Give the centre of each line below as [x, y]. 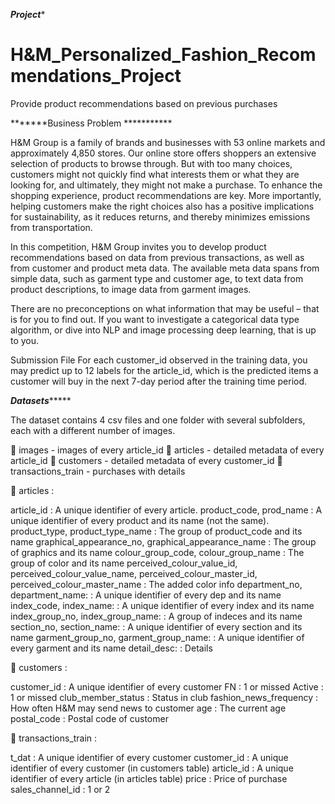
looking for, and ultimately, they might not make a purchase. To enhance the [166, 185]
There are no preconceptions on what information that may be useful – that [165, 308]
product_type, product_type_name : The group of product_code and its [156, 531]
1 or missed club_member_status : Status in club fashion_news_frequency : [164, 697]
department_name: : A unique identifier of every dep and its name [146, 595]
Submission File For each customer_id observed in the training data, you [159, 360]
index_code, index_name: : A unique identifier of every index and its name [162, 605]
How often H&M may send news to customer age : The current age [148, 708]
